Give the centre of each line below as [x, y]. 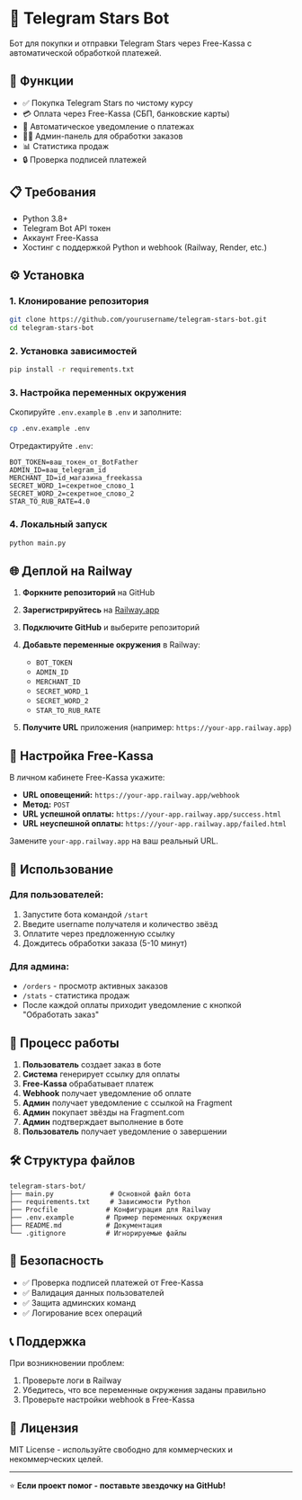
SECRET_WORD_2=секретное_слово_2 [72, 494]
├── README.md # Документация [86, 1225]
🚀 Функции [42, 81]
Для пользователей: [57, 895]
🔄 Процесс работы [64, 1043]
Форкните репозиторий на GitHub [89, 593]
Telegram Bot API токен [67, 228]
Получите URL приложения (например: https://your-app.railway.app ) [157, 728]
